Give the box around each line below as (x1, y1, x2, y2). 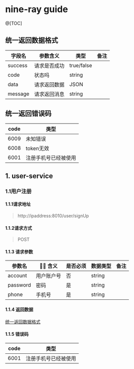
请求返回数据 (34, 81, 65, 88)
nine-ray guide (5, 4, 68, 15)
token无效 (26, 145, 49, 152)
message (8, 90, 30, 97)
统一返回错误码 (5, 110, 52, 118)
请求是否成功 (34, 62, 65, 69)
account (8, 272, 28, 279)
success (8, 62, 28, 69)
